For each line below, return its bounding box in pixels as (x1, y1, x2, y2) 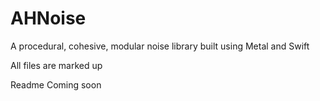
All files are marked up (10, 59, 103, 71)
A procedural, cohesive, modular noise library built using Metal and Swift (10, 40, 310, 52)
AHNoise (10, 7, 87, 30)
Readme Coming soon (10, 78, 102, 91)
